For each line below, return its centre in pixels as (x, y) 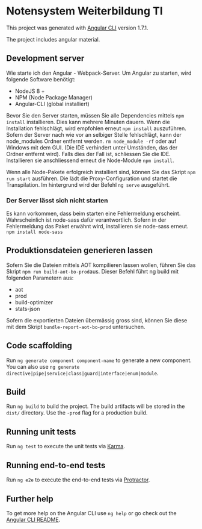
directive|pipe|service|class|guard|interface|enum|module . (82, 373)
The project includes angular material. (53, 39)
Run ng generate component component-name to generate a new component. (99, 360)
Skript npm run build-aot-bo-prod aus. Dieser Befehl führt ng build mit (93, 271)
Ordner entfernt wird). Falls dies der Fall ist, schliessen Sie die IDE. (89, 154)
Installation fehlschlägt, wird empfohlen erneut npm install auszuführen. (96, 128)
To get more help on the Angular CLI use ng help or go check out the (91, 513)
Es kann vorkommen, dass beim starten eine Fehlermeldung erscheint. (93, 214)
